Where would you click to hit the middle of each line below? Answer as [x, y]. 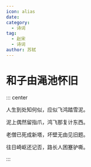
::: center [17, 97]
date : [13, 17]
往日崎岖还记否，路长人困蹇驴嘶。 [47, 147]
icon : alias [21, 11]
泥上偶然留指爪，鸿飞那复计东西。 [47, 122]
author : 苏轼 [21, 50]
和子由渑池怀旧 [42, 81]
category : [18, 22]
